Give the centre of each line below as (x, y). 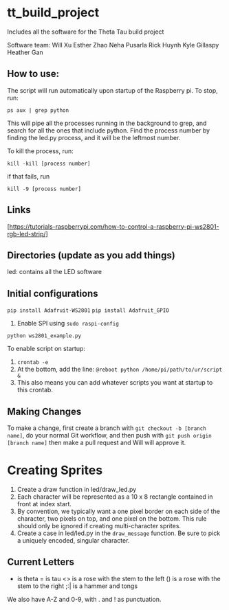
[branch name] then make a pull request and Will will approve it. (97, 442)
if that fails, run (29, 176)
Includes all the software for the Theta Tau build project (86, 32)
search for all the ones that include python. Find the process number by (109, 130)
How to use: (33, 74)
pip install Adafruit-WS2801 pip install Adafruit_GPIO (88, 310)
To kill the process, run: (40, 151)
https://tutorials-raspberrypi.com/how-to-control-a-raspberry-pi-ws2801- (114, 226)
